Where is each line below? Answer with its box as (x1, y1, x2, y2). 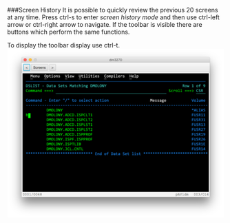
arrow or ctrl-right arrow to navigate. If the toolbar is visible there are (7, 21, 202, 28)
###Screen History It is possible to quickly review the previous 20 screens (7, 6, 218, 14)
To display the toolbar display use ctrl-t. (7, 41, 121, 49)
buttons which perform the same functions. (7, 28, 130, 36)
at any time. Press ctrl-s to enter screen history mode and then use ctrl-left (7, 13, 220, 21)
